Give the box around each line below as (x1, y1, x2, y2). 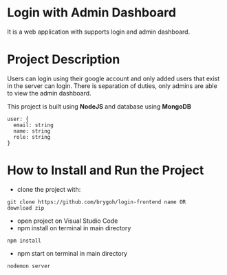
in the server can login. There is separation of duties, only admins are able (7, 81, 218, 90)
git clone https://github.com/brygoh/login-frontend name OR (7, 198, 186, 206)
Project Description (7, 52, 120, 67)
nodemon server (7, 263, 51, 269)
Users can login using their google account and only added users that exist (7, 74, 220, 82)
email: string (13, 122, 54, 129)
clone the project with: (17, 185, 81, 193)
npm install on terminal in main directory (17, 223, 131, 232)
